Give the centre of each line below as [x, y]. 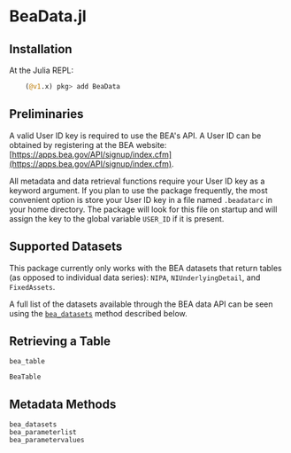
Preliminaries [46, 114]
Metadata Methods [63, 404]
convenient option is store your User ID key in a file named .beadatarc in [141, 199]
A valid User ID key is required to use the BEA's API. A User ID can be [135, 136]
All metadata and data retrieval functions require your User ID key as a [137, 181]
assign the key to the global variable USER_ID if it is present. [117, 218]
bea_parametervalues [47, 441]
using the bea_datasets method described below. [98, 313]
